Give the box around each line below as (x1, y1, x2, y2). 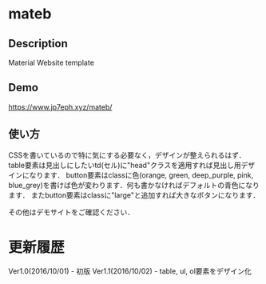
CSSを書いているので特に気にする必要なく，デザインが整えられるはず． (8, 150, 246, 160)
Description (8, 37, 68, 50)
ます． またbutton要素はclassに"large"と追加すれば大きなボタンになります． (8, 190, 260, 200)
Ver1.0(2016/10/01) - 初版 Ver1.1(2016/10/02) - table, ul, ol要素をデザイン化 (8, 266, 252, 276)
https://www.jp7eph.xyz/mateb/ (8, 102, 113, 112)
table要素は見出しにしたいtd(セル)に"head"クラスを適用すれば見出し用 (8, 160, 241, 170)
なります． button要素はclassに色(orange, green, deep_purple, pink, (29, 170, 254, 180)
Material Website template (8, 58, 94, 67)
